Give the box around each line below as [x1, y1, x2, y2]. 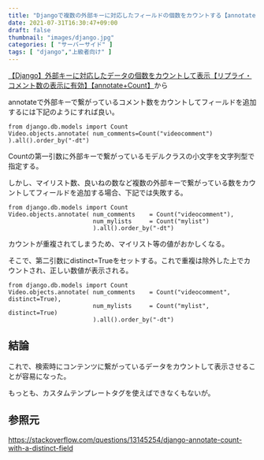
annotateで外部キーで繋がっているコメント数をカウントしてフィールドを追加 [8, 98, 257, 106]
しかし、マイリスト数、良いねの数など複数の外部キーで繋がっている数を [8, 178, 243, 187]
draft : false [8, 26, 51, 34]
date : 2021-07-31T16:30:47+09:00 [8, 19, 118, 27]
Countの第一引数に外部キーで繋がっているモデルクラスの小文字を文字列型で [8, 151, 255, 161]
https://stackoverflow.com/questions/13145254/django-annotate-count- [8, 435, 243, 444]
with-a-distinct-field [8, 443, 73, 453]
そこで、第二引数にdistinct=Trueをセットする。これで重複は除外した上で [8, 256, 244, 265]
